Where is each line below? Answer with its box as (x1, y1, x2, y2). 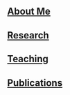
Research (7, 29, 50, 41)
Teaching (7, 53, 49, 65)
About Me (7, 6, 51, 17)
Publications (7, 77, 63, 89)
